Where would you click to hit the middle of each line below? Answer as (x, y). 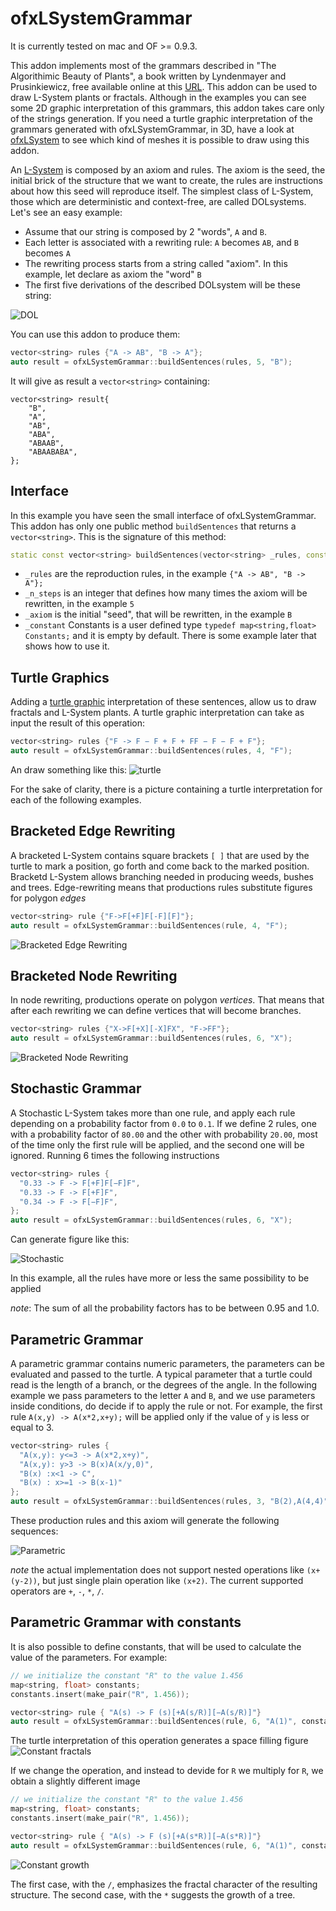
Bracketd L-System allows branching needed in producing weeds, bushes (162, 876)
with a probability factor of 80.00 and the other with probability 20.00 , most (164, 1134)
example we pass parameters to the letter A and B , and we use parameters (163, 1395)
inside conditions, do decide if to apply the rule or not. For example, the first (166, 1406)
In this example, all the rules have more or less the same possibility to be (160, 1278)
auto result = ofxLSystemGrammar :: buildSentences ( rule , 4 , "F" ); (149, 925)
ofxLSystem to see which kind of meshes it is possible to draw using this (160, 139)
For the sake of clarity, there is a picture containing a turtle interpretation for (166, 789)
